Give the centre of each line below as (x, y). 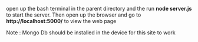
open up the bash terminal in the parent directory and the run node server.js (99, 9)
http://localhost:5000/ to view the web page (61, 21)
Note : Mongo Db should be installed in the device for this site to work (91, 33)
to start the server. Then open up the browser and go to (74, 15)
